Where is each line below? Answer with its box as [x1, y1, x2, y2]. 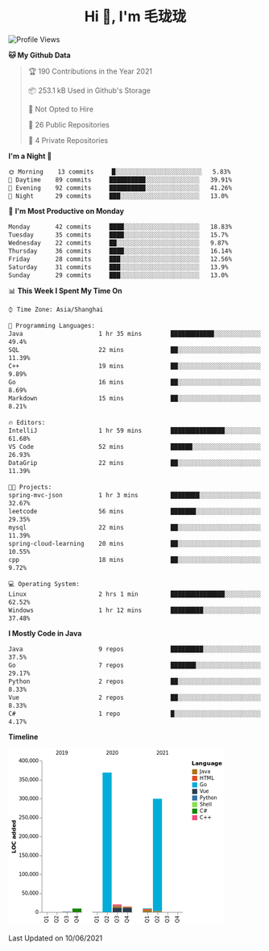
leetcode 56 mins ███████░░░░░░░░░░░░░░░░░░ [8, 507, 262, 515]
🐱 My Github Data [8, 50, 71, 60]
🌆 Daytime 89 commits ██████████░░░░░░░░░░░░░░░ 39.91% [8, 175, 232, 184]
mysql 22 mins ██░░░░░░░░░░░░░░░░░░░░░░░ [8, 523, 262, 531]
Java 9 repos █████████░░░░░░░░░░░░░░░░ [8, 645, 262, 653]
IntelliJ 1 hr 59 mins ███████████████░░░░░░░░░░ [8, 426, 262, 434]
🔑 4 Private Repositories [27, 135, 109, 145]
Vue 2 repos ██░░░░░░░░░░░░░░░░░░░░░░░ [8, 693, 262, 702]
